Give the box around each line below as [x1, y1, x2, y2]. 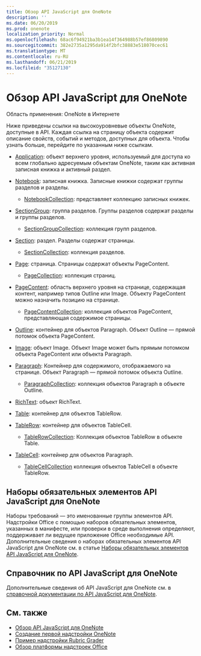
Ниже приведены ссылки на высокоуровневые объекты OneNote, [6, 122, 176, 129]
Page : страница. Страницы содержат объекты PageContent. [14, 260, 170, 268]
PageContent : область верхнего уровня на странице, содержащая [14, 283, 185, 291]
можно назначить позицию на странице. [14, 296, 120, 304]
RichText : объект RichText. [14, 398, 82, 406]
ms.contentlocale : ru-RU [6, 54, 69, 60]
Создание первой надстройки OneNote [14, 630, 116, 637]
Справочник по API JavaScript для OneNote [6, 568, 178, 578]
